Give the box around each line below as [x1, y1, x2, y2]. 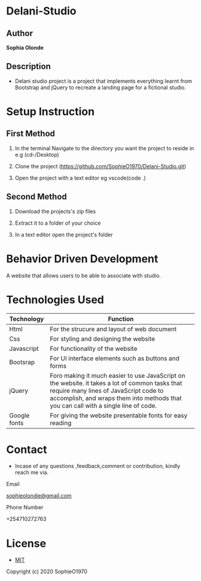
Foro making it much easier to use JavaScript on [50, 371, 185, 380]
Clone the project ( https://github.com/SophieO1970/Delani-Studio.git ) [14, 162, 187, 169]
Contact [6, 443, 47, 456]
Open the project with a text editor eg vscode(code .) [14, 174, 147, 181]
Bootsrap [9, 357, 35, 366]
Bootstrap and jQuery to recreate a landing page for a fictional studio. [14, 84, 187, 91]
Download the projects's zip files [14, 207, 96, 214]
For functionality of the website [50, 344, 138, 353]
